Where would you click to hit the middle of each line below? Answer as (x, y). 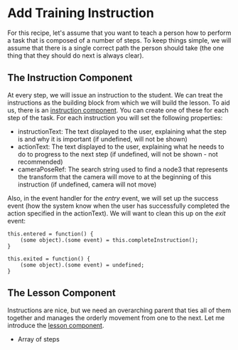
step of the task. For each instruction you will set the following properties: (115, 117)
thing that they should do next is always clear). (76, 55)
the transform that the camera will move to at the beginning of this (114, 176)
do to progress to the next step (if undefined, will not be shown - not (118, 154)
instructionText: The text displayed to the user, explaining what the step (122, 131)
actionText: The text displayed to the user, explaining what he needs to (121, 147)
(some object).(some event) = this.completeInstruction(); (109, 240)
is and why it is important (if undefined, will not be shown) (103, 139)
